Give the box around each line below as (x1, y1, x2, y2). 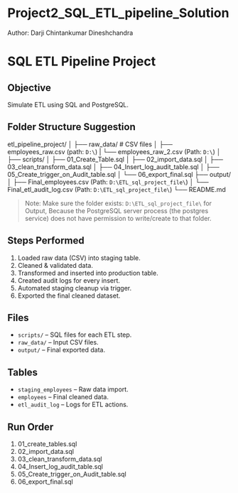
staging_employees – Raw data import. (17, 385, 129, 394)
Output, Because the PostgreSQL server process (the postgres (24, 206, 209, 215)
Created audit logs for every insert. (17, 276, 121, 285)
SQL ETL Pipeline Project (7, 53, 156, 70)
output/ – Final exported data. (17, 346, 105, 354)
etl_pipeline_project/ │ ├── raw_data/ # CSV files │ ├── (7, 140, 173, 148)
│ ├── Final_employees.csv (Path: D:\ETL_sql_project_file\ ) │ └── (7, 178, 210, 186)
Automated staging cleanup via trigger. (17, 283, 132, 292)
